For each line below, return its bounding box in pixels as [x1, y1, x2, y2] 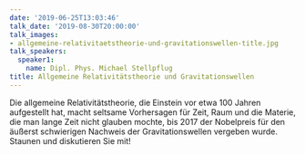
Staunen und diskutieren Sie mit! [9, 135, 132, 146]
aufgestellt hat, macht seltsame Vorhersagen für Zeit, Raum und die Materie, [9, 106, 296, 118]
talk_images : [9, 30, 59, 39]
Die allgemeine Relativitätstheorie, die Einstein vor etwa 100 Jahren [9, 97, 261, 108]
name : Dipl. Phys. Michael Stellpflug [25, 64, 173, 73]
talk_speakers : [9, 47, 67, 56]
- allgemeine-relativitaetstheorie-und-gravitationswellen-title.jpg [9, 38, 280, 48]
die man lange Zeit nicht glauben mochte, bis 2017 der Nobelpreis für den [9, 116, 285, 127]
